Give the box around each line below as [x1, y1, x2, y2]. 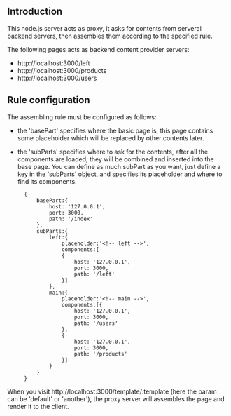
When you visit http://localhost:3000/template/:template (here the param [7, 387, 217, 396]
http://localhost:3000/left [17, 59, 90, 67]
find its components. [17, 177, 77, 185]
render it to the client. [7, 402, 69, 410]
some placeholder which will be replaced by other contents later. [17, 133, 204, 142]
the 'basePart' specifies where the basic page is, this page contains [17, 126, 213, 135]
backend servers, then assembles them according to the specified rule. [7, 32, 213, 40]
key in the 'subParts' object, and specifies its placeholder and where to [17, 170, 223, 178]
